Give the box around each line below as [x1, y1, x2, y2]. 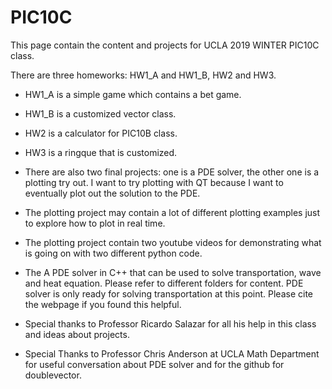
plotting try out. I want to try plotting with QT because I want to [24, 176, 284, 188]
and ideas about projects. [24, 328, 130, 340]
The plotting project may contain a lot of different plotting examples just [24, 206, 321, 218]
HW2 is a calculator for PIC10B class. [24, 127, 178, 139]
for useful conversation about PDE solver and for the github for [24, 358, 285, 370]
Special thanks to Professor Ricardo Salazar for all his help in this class [24, 317, 317, 330]
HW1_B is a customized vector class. [24, 107, 177, 120]
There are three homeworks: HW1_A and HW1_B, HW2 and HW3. [10, 69, 277, 81]
